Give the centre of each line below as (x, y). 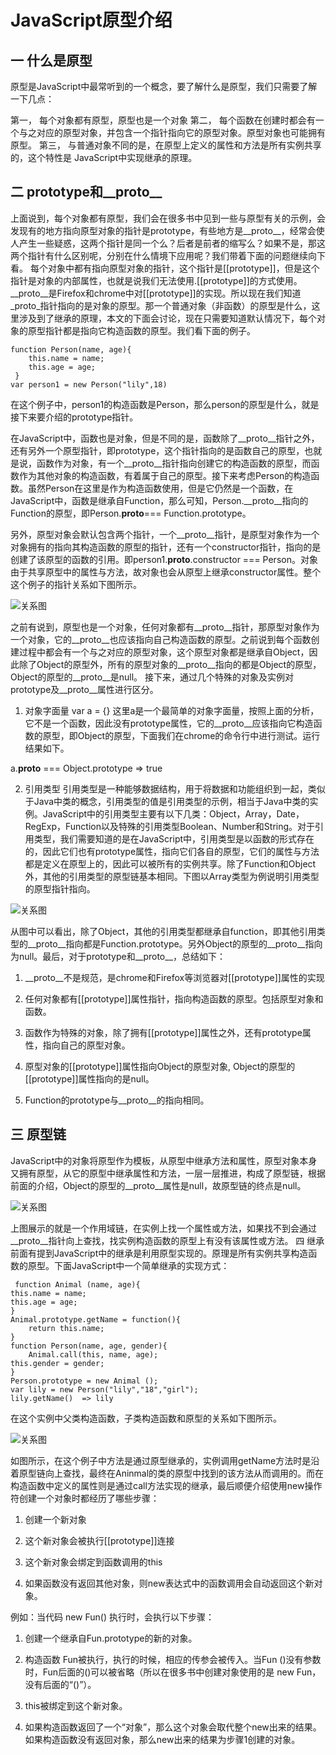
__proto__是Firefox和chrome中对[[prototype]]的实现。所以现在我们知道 (156, 293)
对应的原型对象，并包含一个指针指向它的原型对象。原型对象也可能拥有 (181, 132)
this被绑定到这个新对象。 (76, 1705)
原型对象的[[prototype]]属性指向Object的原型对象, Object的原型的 (160, 1066)
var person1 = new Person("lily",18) (89, 384)
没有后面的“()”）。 (60, 1684)
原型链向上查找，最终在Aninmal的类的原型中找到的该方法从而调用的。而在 (171, 1473)
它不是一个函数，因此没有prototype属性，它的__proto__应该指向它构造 (169, 723)
